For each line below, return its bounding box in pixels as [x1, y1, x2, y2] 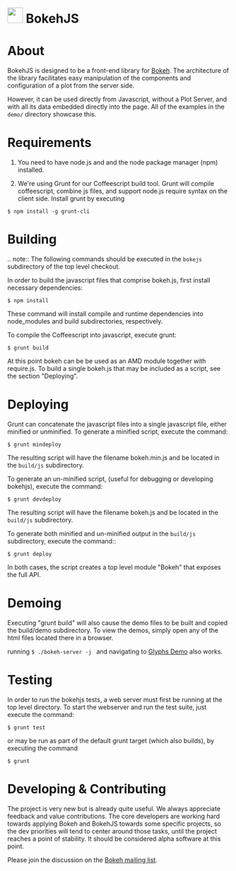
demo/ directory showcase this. [7, 110, 97, 119]
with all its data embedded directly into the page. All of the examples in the [7, 102, 225, 111]
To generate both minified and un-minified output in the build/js [7, 529, 196, 538]
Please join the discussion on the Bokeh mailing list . [7, 855, 158, 864]
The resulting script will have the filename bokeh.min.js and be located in [7, 453, 220, 462]
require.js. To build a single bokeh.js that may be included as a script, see [7, 365, 221, 372]
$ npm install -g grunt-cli [7, 208, 90, 215]
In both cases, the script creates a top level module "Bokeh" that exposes [7, 562, 221, 571]
